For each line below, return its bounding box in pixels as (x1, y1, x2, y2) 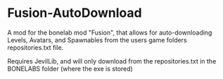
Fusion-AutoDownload (7, 5, 142, 21)
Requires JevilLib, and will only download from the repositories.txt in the (7, 56, 217, 65)
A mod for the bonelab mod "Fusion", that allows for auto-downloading (7, 28, 212, 37)
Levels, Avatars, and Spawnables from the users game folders (7, 35, 188, 44)
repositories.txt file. (7, 43, 64, 51)
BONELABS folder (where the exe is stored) (7, 64, 134, 73)
